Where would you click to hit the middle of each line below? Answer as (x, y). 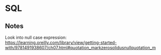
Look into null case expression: (36, 37)
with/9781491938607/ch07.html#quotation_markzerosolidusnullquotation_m (80, 48)
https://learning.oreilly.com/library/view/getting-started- (61, 43)
